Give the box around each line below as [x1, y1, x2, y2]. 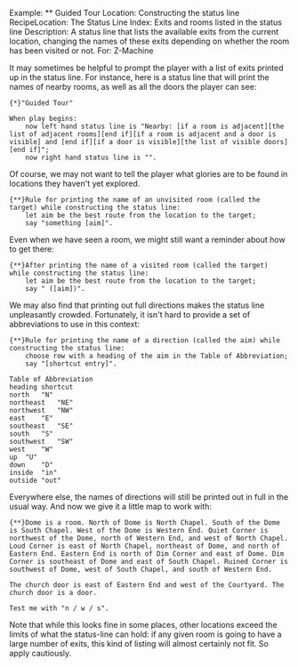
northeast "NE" [9, 398, 74, 407]
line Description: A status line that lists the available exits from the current [9, 27, 279, 36]
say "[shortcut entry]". [25, 359, 117, 368]
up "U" [9, 453, 38, 462]
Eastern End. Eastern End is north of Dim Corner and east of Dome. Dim [9, 550, 285, 559]
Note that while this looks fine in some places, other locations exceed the [9, 620, 278, 630]
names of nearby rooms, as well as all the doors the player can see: [9, 82, 257, 92]
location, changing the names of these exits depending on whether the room [9, 36, 290, 46]
